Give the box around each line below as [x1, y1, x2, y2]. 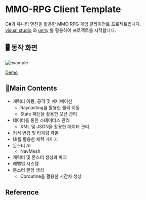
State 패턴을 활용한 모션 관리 [20, 110, 78, 117]
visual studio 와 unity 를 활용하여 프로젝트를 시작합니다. [5, 27, 117, 33]
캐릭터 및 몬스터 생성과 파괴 [12, 154, 67, 160]
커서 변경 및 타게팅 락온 [12, 130, 59, 136]
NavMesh [20, 148, 41, 154]
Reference [5, 188, 39, 196]
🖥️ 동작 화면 [5, 44, 38, 52]
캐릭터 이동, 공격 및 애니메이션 [12, 98, 72, 104]
